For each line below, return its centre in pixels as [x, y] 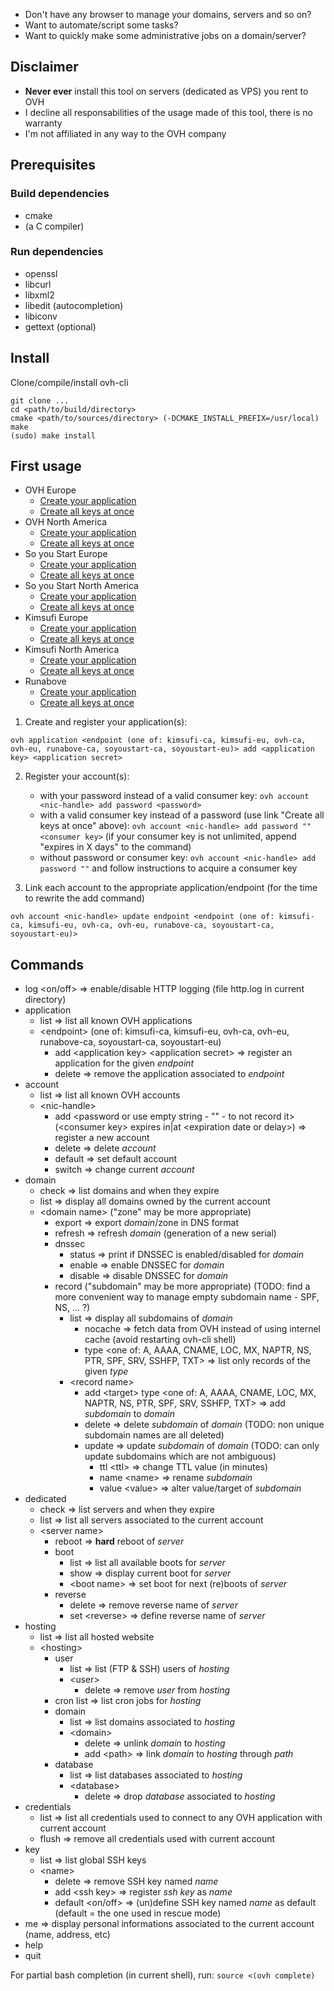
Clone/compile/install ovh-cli [69, 382]
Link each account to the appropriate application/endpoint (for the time [171, 888]
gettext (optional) [60, 326]
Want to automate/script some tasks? [101, 25]
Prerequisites [53, 165]
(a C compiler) [54, 226]
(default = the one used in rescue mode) [138, 1913]
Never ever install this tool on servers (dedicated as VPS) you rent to [166, 91]
